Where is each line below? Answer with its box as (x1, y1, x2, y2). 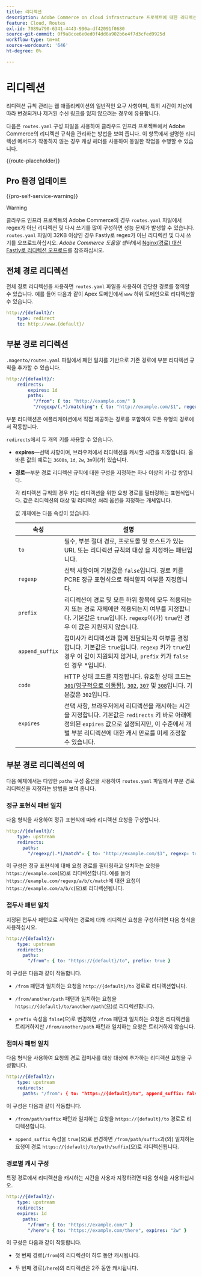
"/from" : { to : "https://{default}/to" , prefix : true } (28, 958, 171, 964)
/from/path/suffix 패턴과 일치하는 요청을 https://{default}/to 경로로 (14, 1115, 185, 1122)
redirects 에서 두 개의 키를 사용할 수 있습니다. (6, 436, 114, 443)
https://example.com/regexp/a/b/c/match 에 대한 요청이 (6, 877, 141, 885)
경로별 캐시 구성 (6, 1159, 49, 1167)
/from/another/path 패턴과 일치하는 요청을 (14, 995, 117, 1003)
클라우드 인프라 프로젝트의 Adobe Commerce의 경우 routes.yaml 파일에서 (6, 216, 182, 223)
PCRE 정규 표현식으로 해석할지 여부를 (64, 575, 164, 584)
